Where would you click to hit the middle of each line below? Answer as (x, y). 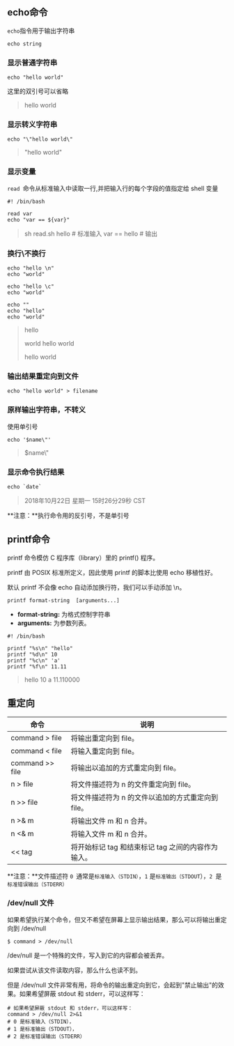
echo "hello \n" (31, 268)
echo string (24, 44)
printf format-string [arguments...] (63, 600)
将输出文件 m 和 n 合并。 (111, 821)
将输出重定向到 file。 (105, 738)
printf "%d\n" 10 (32, 654)
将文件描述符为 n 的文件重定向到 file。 (133, 784)
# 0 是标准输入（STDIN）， (41, 1022)
